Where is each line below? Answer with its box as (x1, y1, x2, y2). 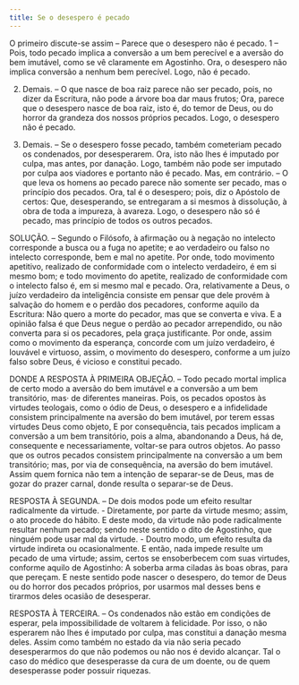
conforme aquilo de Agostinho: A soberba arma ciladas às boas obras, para (9, 561, 288, 573)
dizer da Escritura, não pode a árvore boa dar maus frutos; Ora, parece (21, 93, 285, 104)
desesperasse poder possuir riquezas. (9, 664, 151, 676)
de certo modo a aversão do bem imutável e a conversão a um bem (9, 382, 259, 394)
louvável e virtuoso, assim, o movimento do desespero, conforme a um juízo (9, 347, 291, 357)
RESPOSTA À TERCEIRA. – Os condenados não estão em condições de (9, 608, 271, 619)
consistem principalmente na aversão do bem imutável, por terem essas (9, 411, 275, 422)
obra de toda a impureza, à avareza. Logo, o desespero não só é (21, 205, 261, 216)
